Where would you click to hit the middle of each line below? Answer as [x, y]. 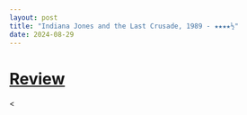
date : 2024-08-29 [42, 34]
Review [37, 79]
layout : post [34, 18]
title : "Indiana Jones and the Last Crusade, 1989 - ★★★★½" [124, 26]
